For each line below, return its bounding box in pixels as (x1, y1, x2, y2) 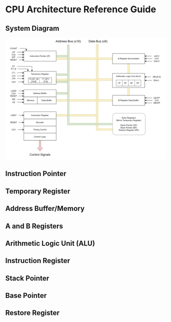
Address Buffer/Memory (5, 204, 85, 213)
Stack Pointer (5, 274, 50, 283)
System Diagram (5, 24, 60, 33)
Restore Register (5, 309, 60, 317)
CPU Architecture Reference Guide (5, 4, 156, 15)
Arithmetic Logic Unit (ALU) (5, 239, 95, 248)
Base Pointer (5, 291, 47, 300)
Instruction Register (5, 256, 71, 265)
